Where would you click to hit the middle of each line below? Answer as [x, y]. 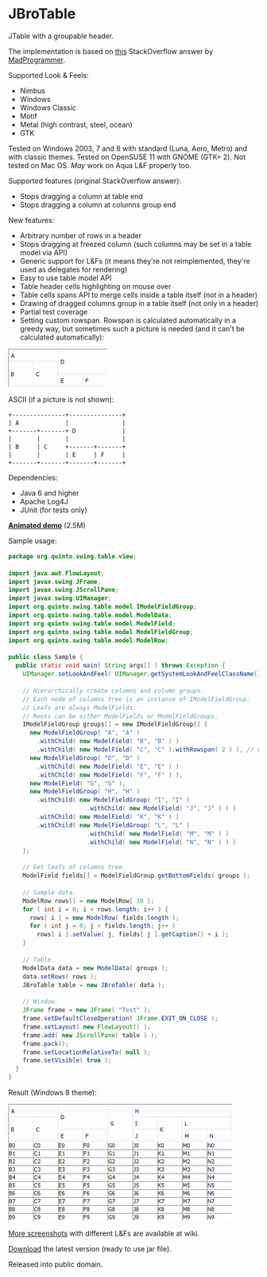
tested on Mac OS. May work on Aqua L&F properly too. [100, 165]
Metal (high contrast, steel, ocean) [76, 124]
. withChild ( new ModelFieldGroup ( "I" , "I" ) [114, 800]
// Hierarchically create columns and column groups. [113, 691]
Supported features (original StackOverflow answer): [95, 181]
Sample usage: [33, 541]
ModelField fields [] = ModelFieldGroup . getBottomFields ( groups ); [136, 876]
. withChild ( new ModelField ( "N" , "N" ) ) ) [161, 842]
